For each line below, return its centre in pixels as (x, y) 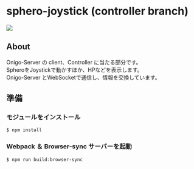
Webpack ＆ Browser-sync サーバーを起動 (69, 147)
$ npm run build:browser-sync (45, 159)
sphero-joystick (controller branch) (97, 11)
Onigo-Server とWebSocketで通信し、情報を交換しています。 (83, 77)
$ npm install (24, 130)
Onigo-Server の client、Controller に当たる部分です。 (74, 62)
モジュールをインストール (43, 117)
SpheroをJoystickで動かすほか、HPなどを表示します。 (74, 70)
